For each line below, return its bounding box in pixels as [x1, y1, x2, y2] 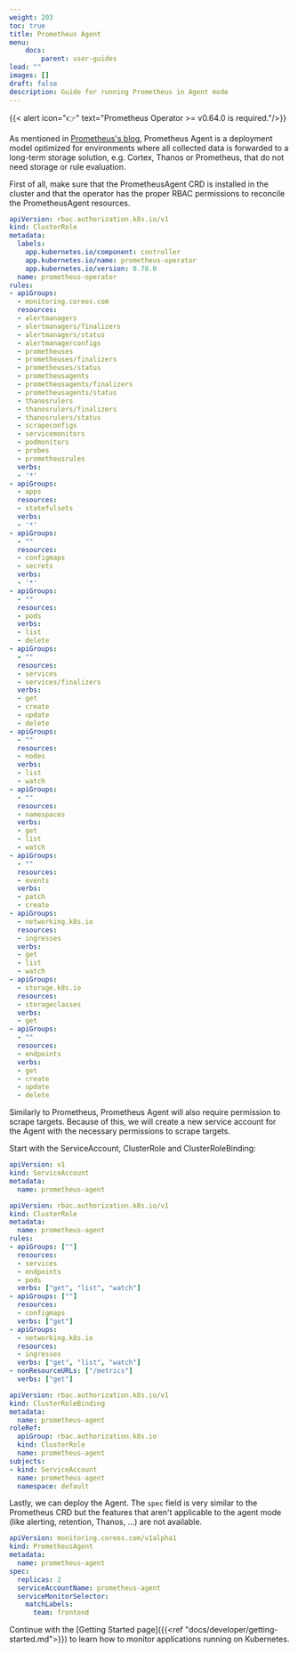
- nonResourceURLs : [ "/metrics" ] [9, 1367, 133, 1376]
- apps [17, 487, 42, 496]
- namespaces [17, 810, 66, 819]
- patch [17, 893, 46, 902]
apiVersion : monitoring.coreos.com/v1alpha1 [9, 1534, 177, 1543]
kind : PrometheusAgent [9, 1542, 93, 1552]
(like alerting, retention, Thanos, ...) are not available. [9, 1517, 203, 1528]
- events [17, 876, 50, 885]
